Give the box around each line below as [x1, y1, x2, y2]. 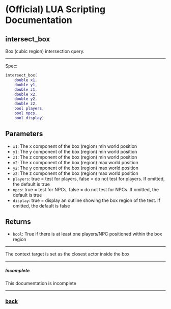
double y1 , [14, 82, 38, 87]
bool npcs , [14, 111, 38, 116]
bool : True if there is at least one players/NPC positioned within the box [12, 231, 162, 237]
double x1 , [14, 78, 38, 83]
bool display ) [14, 115, 44, 120]
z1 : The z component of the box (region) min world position [12, 154, 137, 160]
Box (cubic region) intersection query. [5, 48, 85, 54]
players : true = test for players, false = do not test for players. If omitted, [12, 175, 165, 182]
